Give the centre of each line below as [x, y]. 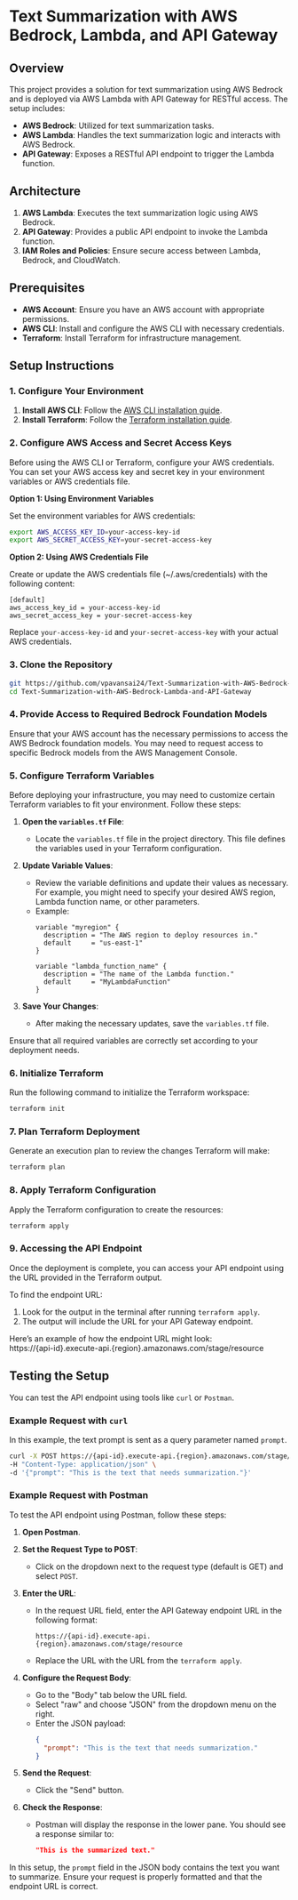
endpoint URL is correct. [54, 1887]
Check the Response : [62, 1807]
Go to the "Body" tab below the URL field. [111, 1695]
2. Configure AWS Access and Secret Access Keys [121, 443]
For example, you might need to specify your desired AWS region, [156, 892]
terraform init [37, 1109]
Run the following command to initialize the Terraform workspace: [129, 1092]
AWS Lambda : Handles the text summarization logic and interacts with [151, 135]
